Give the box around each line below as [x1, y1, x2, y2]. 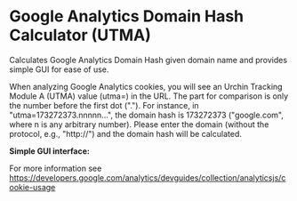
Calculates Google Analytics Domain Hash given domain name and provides [9, 54, 287, 65]
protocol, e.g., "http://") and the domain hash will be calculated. [9, 128, 243, 139]
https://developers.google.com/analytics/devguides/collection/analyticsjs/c [9, 172, 286, 183]
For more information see [9, 163, 102, 173]
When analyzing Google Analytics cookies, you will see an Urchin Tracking [9, 81, 283, 92]
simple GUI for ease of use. [9, 64, 109, 75]
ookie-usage [9, 181, 56, 192]
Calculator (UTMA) [9, 25, 151, 45]
